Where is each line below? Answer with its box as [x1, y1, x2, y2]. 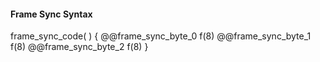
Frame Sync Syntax [10, 8, 93, 20]
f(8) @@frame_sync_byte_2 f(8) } [10, 41, 149, 53]
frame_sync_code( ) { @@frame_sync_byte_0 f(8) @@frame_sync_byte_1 [10, 30, 312, 42]
